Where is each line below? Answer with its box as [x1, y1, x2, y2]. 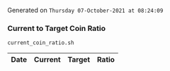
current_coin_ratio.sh [7, 39, 74, 46]
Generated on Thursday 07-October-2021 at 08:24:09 [7, 6, 164, 14]
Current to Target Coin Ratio [7, 23, 106, 33]
